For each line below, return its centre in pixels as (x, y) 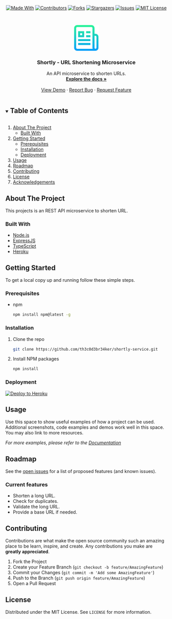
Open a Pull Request (34, 584)
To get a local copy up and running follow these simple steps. (70, 280)
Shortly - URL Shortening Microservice (86, 62)
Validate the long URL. (36, 507)
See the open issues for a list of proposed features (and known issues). (81, 471)
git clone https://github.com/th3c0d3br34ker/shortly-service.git (85, 349)
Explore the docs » (86, 79)
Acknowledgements (34, 182)
